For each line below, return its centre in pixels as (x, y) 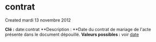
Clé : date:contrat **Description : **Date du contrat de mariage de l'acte (78, 29)
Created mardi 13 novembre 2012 (38, 20)
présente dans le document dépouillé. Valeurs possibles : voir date (72, 34)
